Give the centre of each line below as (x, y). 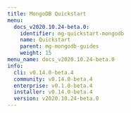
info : (15, 66)
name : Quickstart (45, 40)
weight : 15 (36, 53)
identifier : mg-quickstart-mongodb (72, 33)
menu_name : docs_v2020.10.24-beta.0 (61, 60)
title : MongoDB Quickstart (47, 14)
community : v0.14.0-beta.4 (53, 79)
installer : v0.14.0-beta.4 (53, 92)
